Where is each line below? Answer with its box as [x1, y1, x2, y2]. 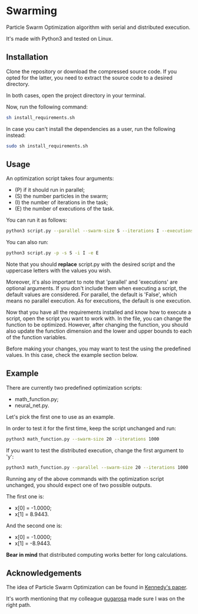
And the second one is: [6, 522, 62, 529]
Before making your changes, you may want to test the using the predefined [6, 345, 191, 352]
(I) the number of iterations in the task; [14, 199, 108, 206]
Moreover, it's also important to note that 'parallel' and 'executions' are [6, 278, 178, 285]
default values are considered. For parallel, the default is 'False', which [6, 291, 177, 298]
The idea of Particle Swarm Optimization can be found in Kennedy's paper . [6, 584, 188, 591]
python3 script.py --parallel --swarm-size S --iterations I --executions [6, 228, 194, 234]
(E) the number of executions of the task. [14, 205, 115, 212]
